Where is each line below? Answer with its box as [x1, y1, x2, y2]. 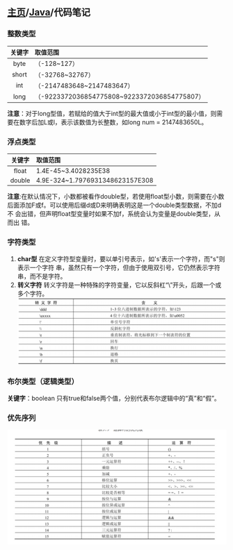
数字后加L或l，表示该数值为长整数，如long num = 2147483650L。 [19, 117, 208, 126]
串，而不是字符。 [17, 272, 67, 280]
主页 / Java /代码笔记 [7, 6, 90, 19]
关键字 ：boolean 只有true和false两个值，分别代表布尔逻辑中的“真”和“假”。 [7, 394, 220, 402]
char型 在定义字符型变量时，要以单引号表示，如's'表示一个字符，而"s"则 [17, 254, 225, 262]
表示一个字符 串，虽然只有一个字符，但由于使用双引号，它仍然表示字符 [17, 263, 220, 272]
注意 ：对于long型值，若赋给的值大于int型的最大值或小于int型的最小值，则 [7, 109, 217, 117]
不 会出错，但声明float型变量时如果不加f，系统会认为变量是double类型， [7, 210, 215, 218]
